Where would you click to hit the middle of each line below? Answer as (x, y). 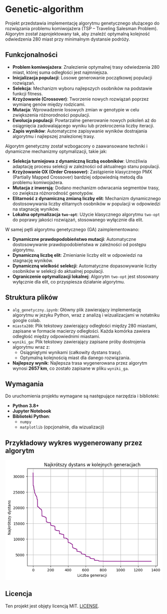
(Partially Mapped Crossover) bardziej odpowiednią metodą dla (77, 177)
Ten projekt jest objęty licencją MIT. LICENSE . (52, 606)
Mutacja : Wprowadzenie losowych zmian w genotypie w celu (76, 109)
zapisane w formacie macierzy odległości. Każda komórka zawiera (81, 331)
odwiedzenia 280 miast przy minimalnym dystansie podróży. (67, 39)
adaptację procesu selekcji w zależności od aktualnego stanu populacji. (86, 166)
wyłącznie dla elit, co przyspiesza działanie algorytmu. (68, 281)
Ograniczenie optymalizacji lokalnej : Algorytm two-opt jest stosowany (85, 276)
